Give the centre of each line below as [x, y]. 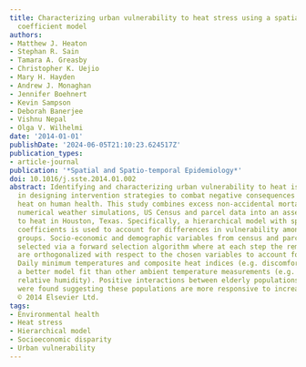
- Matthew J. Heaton [49, 43]
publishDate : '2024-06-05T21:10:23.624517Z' [95, 145]
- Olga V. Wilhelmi [46, 128]
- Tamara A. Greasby [49, 60]
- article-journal [44, 162]
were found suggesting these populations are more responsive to [144, 289]
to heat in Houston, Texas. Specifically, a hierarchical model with [152, 221]
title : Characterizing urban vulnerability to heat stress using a [140, 18]
